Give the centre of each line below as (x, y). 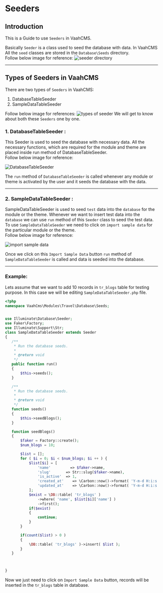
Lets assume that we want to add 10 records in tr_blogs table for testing (77, 287)
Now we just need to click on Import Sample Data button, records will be (77, 580)
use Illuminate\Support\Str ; (34, 328)
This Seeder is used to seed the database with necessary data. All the (75, 142)
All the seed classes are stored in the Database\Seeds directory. (67, 53)
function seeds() (29, 409)
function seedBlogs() (33, 432)
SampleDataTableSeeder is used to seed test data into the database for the (80, 210)
